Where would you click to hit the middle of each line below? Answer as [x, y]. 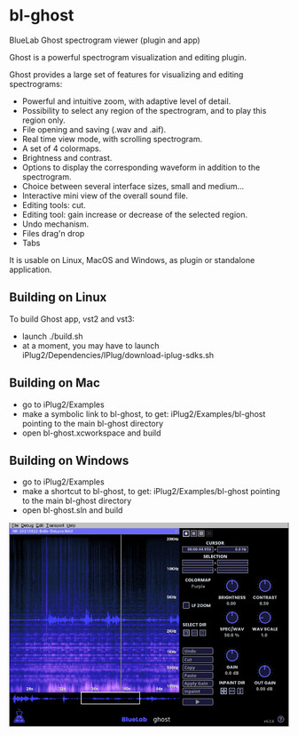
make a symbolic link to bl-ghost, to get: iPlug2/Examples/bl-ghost [144, 413]
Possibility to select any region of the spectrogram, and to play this [144, 110]
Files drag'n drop [53, 233]
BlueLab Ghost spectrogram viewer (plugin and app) [105, 40]
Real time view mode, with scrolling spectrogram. [112, 139]
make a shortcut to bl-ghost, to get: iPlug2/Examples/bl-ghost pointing [151, 492]
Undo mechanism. [55, 224]
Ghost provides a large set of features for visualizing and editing [126, 74]
